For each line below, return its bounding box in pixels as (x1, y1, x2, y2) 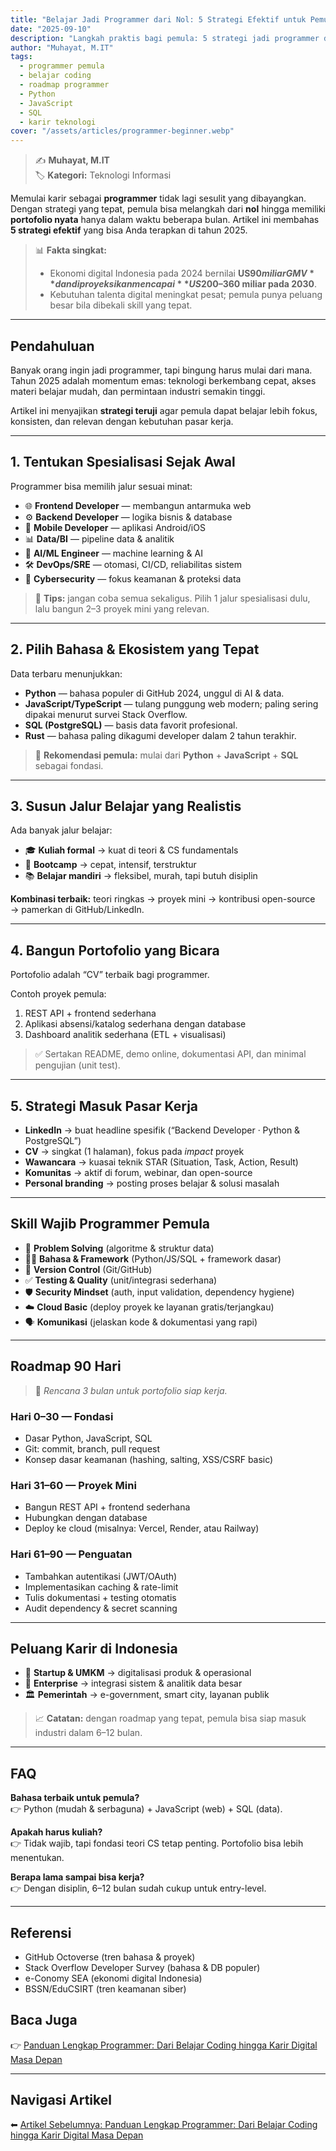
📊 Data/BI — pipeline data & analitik (24, 532, 175, 545)
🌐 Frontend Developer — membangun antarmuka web (24, 499, 252, 511)
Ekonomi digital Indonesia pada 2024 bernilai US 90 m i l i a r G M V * (49, 267, 315, 280)
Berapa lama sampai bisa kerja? (10, 1871, 145, 1883)
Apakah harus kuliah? (10, 1826, 103, 1838)
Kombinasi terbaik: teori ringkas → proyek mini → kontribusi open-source (10, 893, 316, 905)
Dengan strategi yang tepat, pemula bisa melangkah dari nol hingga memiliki (10, 203, 326, 215)
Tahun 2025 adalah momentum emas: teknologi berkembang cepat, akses (10, 374, 317, 386)
